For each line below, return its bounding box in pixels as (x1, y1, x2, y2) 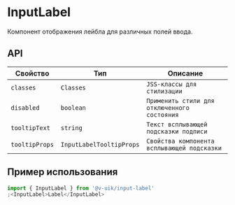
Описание (167, 68, 204, 78)
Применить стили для (146, 97, 215, 105)
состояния (146, 111, 179, 119)
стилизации (146, 87, 183, 95)
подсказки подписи (146, 127, 208, 135)
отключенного (146, 104, 190, 112)
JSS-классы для (146, 80, 197, 88)
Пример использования (7, 166, 118, 178)
